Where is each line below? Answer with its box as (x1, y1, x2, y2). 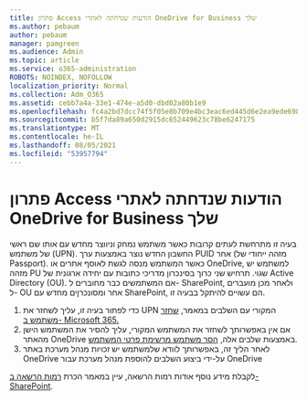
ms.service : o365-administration (9, 65, 137, 74)
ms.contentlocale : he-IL (9, 132, 104, 142)
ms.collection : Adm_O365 (9, 89, 104, 99)
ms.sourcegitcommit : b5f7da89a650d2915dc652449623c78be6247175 (9, 115, 256, 124)
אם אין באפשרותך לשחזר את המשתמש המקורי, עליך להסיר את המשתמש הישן (22, 323, 291, 334)
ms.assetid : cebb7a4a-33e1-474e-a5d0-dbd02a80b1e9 (9, 98, 206, 108)
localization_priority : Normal (9, 81, 129, 90)
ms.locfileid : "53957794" (9, 149, 108, 158)
